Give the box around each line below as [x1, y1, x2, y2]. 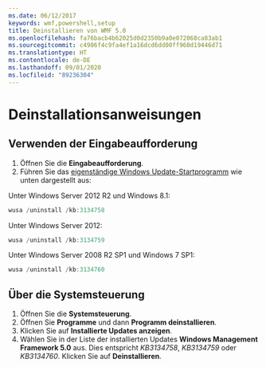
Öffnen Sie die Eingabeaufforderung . [19, 158, 144, 168]
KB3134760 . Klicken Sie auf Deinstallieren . [19, 352, 162, 361]
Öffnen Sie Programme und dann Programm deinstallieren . [19, 318, 217, 327]
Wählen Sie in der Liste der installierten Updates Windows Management [19, 334, 259, 344]
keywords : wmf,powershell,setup [8, 19, 115, 27]
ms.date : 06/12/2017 [8, 11, 77, 20]
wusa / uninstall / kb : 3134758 [8, 206, 105, 214]
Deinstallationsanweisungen [8, 105, 201, 124]
